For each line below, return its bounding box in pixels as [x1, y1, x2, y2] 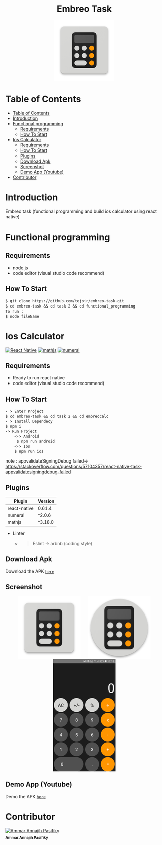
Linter [12, 530, 25, 536]
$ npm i [5, 424, 22, 429]
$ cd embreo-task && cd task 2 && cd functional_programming [5, 303, 136, 309]
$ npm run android [16, 439, 55, 444]
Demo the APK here [5, 793, 46, 799]
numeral [7, 512, 25, 518]
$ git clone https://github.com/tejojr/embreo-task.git [5, 298, 124, 303]
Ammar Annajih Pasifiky [5, 835, 49, 840]
